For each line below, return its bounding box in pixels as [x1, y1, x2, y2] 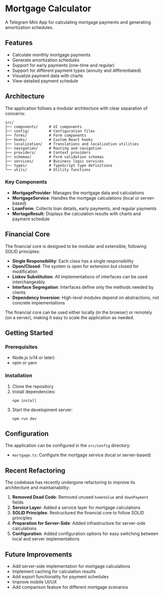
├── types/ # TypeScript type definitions [5, 163, 113, 168]
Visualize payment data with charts [12, 72, 83, 79]
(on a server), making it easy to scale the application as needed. [5, 314, 135, 320]
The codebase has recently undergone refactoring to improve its [5, 479, 136, 485]
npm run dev [12, 416, 37, 421]
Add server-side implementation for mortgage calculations [12, 564, 131, 569]
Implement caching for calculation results [12, 568, 96, 574]
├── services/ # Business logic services [5, 158, 104, 164]
